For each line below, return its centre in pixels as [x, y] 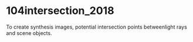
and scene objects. [29, 33]
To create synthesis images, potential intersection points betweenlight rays [97, 27]
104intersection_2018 [60, 11]
